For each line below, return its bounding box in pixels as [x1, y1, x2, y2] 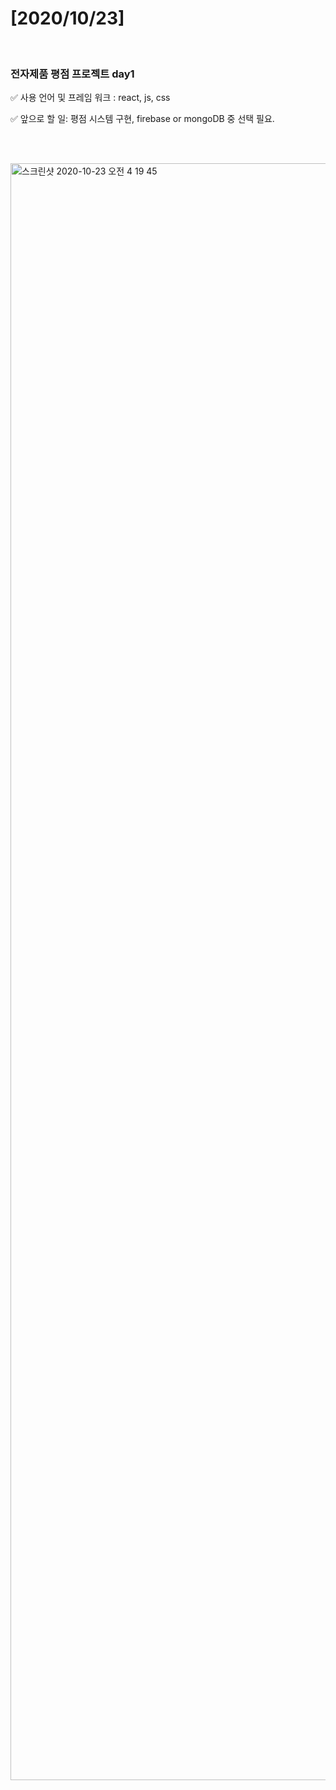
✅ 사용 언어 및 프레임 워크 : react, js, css [10, 92, 171, 104]
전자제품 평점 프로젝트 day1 [10, 67, 135, 81]
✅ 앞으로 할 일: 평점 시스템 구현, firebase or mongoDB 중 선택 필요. [10, 113, 275, 125]
